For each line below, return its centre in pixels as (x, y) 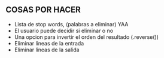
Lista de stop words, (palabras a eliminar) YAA (71, 24)
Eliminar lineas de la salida (47, 50)
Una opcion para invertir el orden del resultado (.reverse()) (86, 37)
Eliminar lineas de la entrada (49, 43)
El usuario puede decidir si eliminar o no (64, 30)
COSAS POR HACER (43, 10)
